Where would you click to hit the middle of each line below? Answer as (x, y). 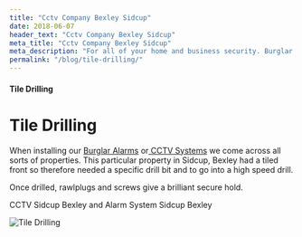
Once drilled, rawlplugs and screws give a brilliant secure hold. (127, 187)
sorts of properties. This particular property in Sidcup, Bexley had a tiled (144, 160)
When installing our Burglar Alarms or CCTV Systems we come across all (146, 150)
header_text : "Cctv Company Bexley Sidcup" (93, 34)
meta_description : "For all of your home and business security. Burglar (151, 52)
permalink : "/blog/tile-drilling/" (76, 60)
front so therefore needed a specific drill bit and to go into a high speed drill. (151, 169)
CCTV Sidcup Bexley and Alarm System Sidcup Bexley (111, 204)
